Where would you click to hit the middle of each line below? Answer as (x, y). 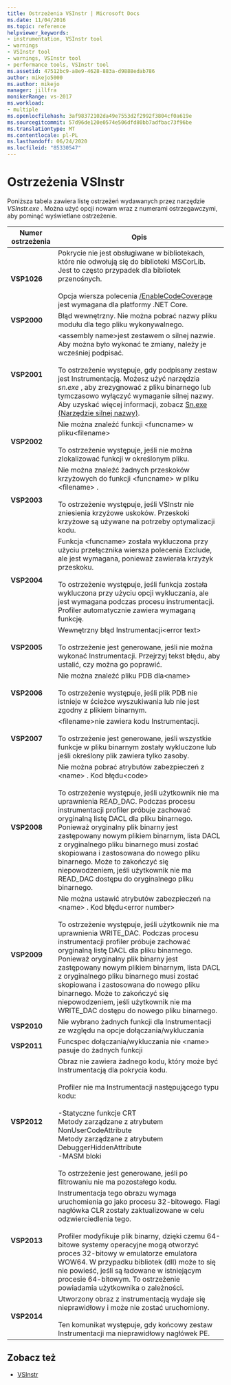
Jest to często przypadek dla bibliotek (119, 270)
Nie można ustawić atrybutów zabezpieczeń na (134, 898)
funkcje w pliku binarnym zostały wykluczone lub (137, 747)
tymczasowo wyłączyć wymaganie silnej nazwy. (136, 395)
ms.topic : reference (37, 26)
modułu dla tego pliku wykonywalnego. (121, 324)
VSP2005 (27, 647)
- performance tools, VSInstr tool (58, 65)
